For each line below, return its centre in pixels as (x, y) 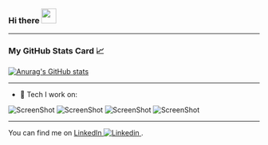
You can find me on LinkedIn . (76, 132)
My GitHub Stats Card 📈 (57, 51)
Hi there (24, 20)
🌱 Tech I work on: (49, 94)
